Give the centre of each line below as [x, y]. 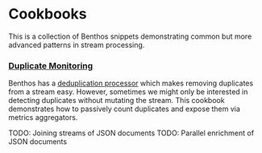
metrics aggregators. [43, 118]
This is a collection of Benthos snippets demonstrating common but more [130, 36]
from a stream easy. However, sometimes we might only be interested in [128, 92]
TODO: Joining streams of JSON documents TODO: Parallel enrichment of [131, 133]
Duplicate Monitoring [51, 65]
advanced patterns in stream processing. [77, 44]
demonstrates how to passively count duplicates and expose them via [124, 109]
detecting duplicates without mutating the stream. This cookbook [116, 101]
